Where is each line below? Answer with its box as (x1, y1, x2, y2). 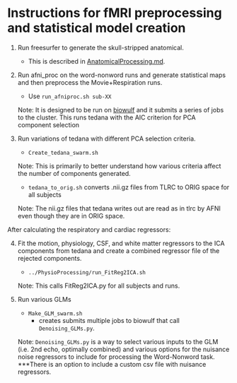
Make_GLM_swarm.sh (28, 310, 83, 317)
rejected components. (17, 254, 82, 262)
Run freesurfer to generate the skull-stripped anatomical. (17, 43, 184, 52)
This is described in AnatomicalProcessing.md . (28, 57, 166, 65)
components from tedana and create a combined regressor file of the (17, 246, 220, 255)
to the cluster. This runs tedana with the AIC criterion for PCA (17, 113, 196, 122)
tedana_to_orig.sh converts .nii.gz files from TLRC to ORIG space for (28, 182, 230, 191)
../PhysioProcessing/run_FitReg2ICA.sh (28, 269, 146, 276)
